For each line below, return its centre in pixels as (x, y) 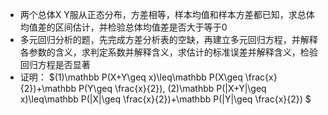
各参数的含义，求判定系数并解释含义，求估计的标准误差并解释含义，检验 (168, 52)
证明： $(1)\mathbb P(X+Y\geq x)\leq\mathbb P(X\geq (131, 77)
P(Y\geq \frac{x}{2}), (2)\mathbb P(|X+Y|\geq (172, 88)
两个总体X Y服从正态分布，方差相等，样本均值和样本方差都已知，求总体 (167, 14)
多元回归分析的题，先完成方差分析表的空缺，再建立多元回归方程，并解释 (168, 39)
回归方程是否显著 (55, 64)
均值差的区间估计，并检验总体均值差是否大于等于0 (123, 27)
